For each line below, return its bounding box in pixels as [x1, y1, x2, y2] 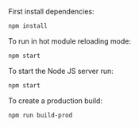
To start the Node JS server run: [8, 66, 114, 75]
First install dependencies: [8, 7, 95, 16]
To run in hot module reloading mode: [8, 36, 131, 46]
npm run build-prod [8, 111, 73, 119]
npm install [8, 22, 48, 30]
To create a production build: [8, 95, 103, 106]
